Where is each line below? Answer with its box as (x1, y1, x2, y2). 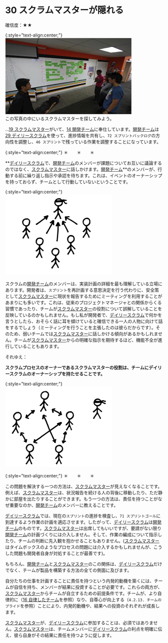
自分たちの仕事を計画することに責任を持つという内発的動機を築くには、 (5, 577, 154, 583)
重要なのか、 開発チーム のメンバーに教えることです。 (9, 502, 118, 508)
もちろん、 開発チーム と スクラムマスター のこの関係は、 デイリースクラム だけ (5, 561, 162, 567)
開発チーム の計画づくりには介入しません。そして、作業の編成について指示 (5, 531, 158, 537)
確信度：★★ (5, 22, 32, 28)
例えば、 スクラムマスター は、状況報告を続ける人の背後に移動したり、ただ (5, 489, 158, 495)
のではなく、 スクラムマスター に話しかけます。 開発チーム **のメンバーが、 (5, 166, 158, 172)
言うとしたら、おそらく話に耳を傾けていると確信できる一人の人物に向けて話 (5, 318, 163, 324)
